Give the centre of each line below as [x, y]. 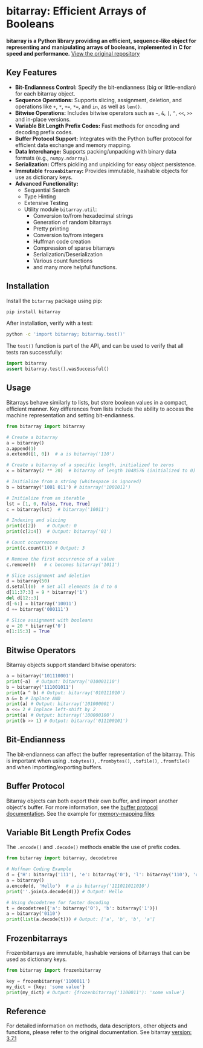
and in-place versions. [43, 119]
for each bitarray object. [45, 93]
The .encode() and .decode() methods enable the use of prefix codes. [94, 847]
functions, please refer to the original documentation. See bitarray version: [99, 1032]
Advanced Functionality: [47, 183]
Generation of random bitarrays [72, 222]
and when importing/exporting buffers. [54, 767]
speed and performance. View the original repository [73, 53]
